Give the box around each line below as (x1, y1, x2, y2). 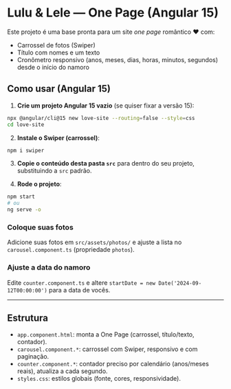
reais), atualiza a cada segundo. (16, 367, 108, 375)
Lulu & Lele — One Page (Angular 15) (7, 5, 219, 21)
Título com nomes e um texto (16, 48, 100, 57)
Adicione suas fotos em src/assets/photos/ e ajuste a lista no (7, 238, 182, 246)
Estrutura (7, 312, 49, 323)
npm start (7, 193, 36, 201)
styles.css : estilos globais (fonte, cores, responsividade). (16, 375, 181, 383)
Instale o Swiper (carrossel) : (16, 133, 100, 142)
